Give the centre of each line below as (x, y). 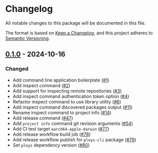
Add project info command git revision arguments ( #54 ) (73, 123)
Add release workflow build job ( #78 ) (51, 134)
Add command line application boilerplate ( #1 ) (61, 80)
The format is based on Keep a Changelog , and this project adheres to (79, 33)
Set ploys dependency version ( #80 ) (51, 145)
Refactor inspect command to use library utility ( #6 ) (67, 101)
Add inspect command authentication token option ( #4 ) (71, 96)
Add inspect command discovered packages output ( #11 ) (72, 107)
